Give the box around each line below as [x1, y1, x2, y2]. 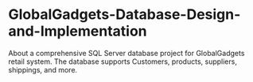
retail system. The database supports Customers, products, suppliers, [8, 57, 237, 66]
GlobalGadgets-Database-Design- [8, 6, 241, 24]
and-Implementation [8, 22, 147, 40]
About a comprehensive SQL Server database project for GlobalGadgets [8, 48, 245, 58]
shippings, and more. [8, 65, 78, 74]
